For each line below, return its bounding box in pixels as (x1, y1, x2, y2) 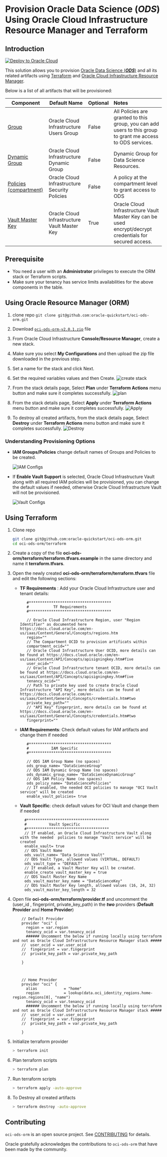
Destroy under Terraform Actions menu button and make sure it (12, 420, 145, 426)
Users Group (48, 130, 79, 137)
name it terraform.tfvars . (12, 561, 65, 567)
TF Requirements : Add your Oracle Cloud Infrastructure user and (19, 585, 155, 591)
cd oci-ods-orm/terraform (12, 541, 66, 546)
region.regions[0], (12, 995, 53, 1000)
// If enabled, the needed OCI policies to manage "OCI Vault (26, 785, 158, 791)
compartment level (113, 180, 158, 187)
